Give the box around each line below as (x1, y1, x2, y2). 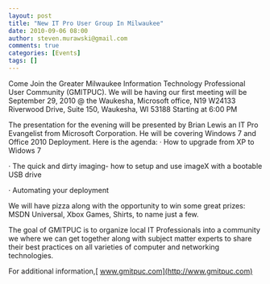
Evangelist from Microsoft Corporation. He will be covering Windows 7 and (8, 128, 256, 138)
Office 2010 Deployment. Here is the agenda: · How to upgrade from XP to (8, 137, 255, 146)
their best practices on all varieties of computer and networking (8, 242, 220, 252)
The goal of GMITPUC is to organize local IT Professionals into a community (8, 224, 260, 234)
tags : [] (8, 57, 38, 65)
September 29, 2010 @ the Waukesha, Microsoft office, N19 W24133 (8, 96, 236, 105)
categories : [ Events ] (8, 49, 81, 57)
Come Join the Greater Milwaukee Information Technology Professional (8, 78, 246, 88)
